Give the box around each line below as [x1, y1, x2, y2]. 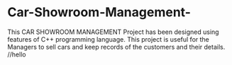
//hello [7, 50, 26, 59]
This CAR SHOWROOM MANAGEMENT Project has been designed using [7, 28, 219, 36]
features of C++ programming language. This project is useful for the [7, 35, 209, 43]
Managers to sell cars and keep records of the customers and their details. [7, 42, 226, 51]
